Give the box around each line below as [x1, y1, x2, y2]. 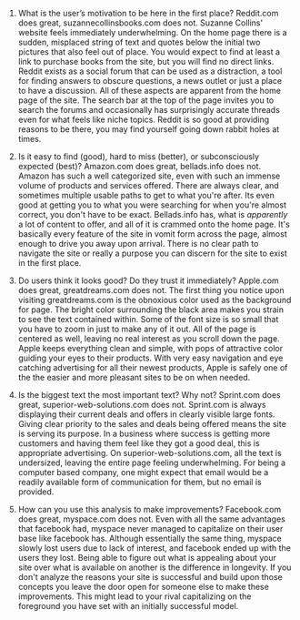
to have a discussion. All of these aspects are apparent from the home [17, 86, 282, 96]
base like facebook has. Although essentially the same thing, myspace [17, 533, 282, 544]
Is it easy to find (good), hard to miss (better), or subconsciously [17, 151, 260, 162]
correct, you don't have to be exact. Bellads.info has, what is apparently [17, 209, 288, 219]
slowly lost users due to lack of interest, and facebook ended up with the [17, 543, 291, 554]
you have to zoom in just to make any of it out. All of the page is [17, 323, 256, 334]
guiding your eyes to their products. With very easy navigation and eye [17, 352, 284, 363]
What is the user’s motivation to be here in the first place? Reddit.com [17, 8, 279, 18]
